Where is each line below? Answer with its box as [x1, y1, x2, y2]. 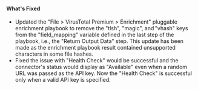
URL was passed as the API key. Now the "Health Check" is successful [15, 70, 193, 77]
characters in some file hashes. [15, 50, 94, 58]
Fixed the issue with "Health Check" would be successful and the [15, 57, 179, 64]
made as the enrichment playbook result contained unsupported [15, 44, 176, 51]
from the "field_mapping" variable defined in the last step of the [15, 31, 174, 39]
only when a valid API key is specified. [15, 76, 111, 84]
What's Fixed [6, 5, 41, 12]
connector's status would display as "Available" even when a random [15, 64, 188, 71]
